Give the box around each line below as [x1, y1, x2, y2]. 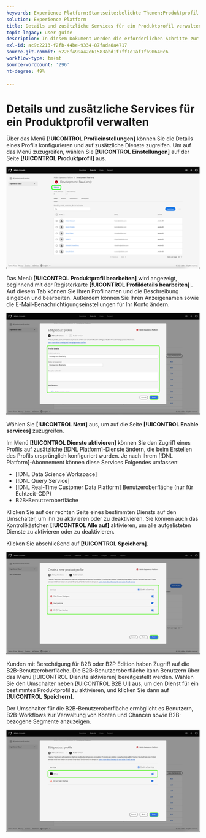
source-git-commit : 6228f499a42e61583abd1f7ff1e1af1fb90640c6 [6, 49, 169, 55]
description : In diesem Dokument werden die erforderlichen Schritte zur [6, 36, 199, 42]
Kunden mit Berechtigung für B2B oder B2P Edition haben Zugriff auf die [6, 660, 190, 667]
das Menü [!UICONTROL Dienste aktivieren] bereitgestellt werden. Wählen [6, 673, 194, 680]
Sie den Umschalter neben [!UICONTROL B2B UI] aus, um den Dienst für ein [6, 680, 199, 687]
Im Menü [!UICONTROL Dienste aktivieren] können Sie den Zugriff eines [6, 439, 191, 447]
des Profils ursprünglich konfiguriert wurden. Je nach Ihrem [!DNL [6, 452, 174, 459]
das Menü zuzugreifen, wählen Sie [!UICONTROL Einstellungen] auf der [6, 148, 190, 156]
